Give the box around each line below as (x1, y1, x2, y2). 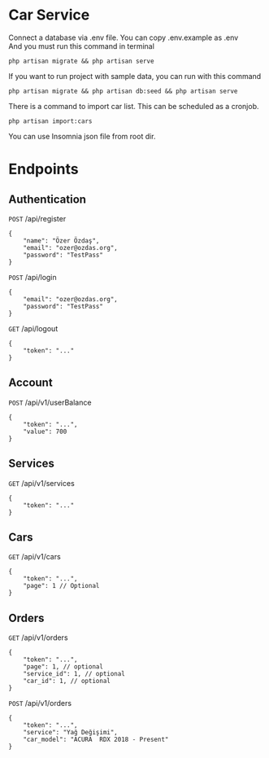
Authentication (8, 192, 87, 206)
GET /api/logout (8, 323, 59, 333)
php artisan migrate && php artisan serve (8, 57, 154, 65)
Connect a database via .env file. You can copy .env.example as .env (8, 33, 239, 42)
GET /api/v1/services (8, 478, 75, 488)
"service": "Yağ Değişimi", (23, 729, 118, 737)
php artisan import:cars (8, 116, 93, 125)
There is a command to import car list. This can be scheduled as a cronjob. (8, 101, 259, 111)
